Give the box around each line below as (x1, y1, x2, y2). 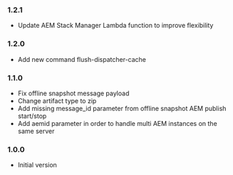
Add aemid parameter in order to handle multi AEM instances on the (17, 119, 217, 127)
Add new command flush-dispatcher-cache (17, 55, 147, 63)
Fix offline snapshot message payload (17, 89, 130, 97)
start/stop (17, 112, 47, 120)
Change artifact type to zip (17, 96, 97, 105)
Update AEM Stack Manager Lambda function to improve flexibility (17, 21, 214, 30)
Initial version (17, 161, 57, 169)
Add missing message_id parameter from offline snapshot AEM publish (17, 104, 227, 112)
